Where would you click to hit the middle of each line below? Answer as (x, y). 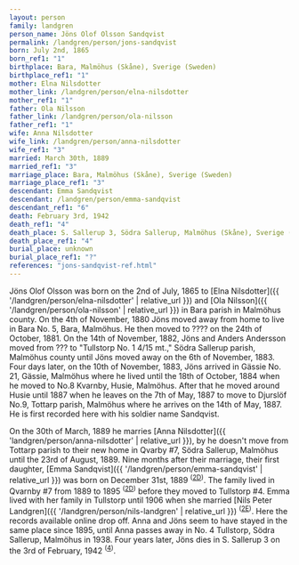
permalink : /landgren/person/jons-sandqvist (93, 42)
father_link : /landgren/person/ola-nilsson (91, 117)
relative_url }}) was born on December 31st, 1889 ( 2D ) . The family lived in (142, 479)
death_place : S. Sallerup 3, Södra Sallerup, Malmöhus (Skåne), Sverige (147, 232)
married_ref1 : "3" (43, 166)
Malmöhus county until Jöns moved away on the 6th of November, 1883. (142, 357)
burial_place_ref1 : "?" (53, 258)
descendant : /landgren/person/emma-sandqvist (95, 200)
